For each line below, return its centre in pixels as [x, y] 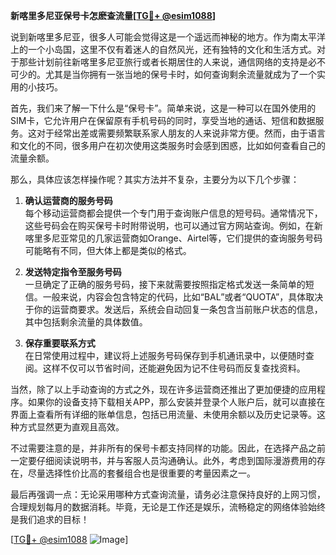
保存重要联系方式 [60, 343]
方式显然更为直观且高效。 [71, 427]
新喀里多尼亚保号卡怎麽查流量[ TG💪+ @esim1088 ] [113, 15]
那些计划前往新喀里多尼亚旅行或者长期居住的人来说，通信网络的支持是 [163, 62]
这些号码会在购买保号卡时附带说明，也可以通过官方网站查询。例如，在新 [173, 225]
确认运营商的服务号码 [68, 200]
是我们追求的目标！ [50, 519]
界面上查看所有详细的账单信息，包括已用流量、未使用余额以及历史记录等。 [163, 414]
